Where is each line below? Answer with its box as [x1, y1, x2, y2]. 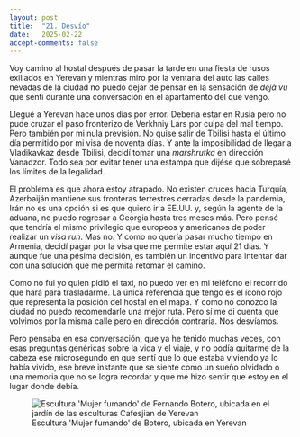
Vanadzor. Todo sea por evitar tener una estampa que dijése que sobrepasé [9, 156, 291, 167]
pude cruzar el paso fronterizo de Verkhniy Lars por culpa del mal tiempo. [9, 119, 284, 129]
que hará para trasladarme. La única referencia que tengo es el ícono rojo [9, 287, 283, 298]
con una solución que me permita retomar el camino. [9, 260, 205, 271]
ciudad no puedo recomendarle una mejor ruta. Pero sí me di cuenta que [9, 307, 279, 317]
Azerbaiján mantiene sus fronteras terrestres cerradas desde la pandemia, [9, 193, 286, 204]
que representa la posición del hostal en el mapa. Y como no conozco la [9, 297, 277, 308]
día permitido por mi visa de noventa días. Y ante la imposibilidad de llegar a [9, 138, 292, 148]
